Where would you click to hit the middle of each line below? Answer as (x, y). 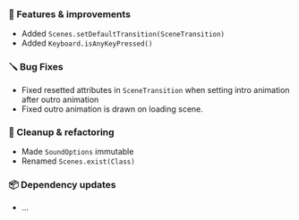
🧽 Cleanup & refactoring (61, 131)
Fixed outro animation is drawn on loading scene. (112, 109)
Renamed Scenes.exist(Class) (78, 161)
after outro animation (60, 99)
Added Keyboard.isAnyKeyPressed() (87, 43)
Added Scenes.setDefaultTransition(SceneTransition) (123, 34)
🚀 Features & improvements (70, 14)
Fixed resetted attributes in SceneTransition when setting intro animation (155, 89)
